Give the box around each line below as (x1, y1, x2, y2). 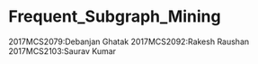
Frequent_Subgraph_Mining (8, 6, 221, 27)
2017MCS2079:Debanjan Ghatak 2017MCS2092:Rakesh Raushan (8, 36, 250, 47)
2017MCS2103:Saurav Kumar (8, 45, 117, 56)
